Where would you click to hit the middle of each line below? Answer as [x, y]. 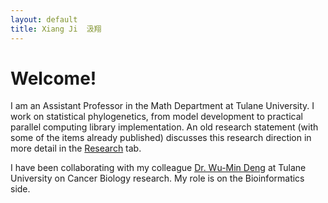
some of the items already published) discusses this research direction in [161, 138]
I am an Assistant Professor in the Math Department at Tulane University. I [162, 106]
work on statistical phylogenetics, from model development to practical [156, 117]
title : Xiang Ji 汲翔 [56, 29]
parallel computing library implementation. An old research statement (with [164, 127]
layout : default [44, 19]
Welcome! [53, 78]
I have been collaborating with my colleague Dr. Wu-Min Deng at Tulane [158, 168]
